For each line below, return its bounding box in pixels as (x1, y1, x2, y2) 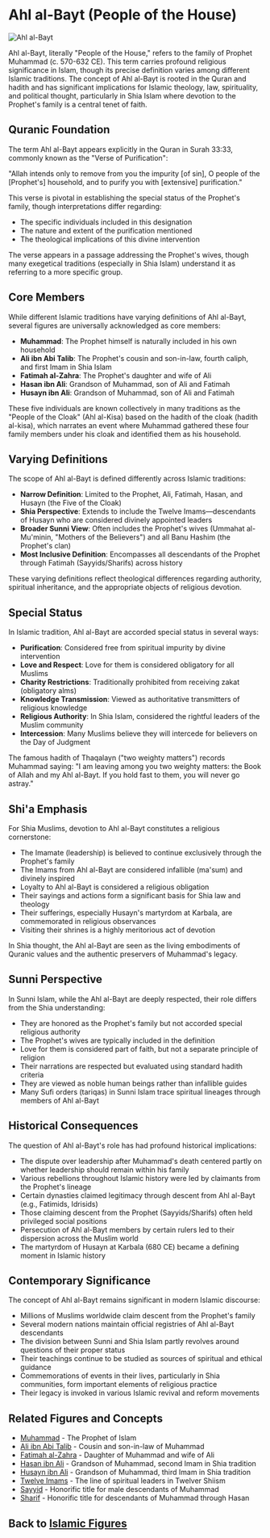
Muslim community (19, 721, 84, 730)
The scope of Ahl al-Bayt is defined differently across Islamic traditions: (8, 474, 247, 484)
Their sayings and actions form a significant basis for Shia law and (19, 891, 241, 900)
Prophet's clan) (19, 541, 71, 551)
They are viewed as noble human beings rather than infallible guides (19, 1078, 247, 1088)
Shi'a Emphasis (8, 802, 88, 816)
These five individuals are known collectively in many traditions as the (8, 403, 241, 413)
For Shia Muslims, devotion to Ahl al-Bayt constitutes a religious (8, 824, 220, 833)
